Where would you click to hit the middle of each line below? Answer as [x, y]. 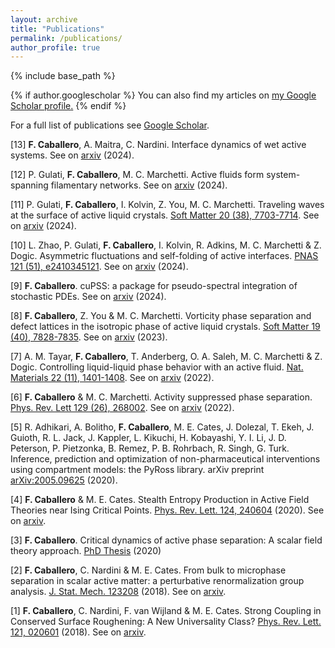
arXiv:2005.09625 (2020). [64, 480]
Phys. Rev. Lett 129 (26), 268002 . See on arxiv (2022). [122, 408]
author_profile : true [55, 47]
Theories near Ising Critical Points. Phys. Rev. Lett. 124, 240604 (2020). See [167, 510]
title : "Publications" [57, 29]
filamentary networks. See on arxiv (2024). [139, 185]
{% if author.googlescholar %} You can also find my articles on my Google [163, 95]
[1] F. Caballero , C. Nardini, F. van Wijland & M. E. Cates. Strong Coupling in [166, 611]
